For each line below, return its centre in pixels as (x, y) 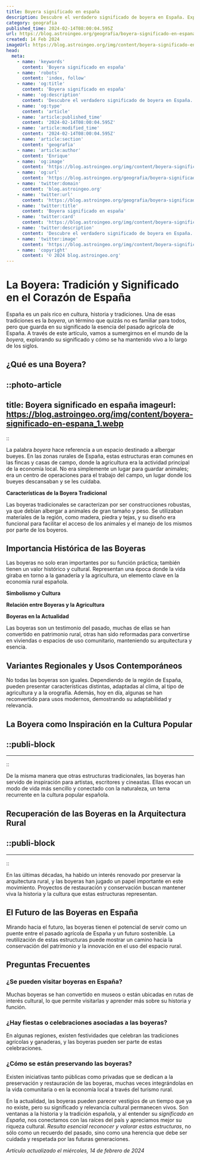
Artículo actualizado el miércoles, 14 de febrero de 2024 (75, 1150)
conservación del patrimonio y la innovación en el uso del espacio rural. (94, 946)
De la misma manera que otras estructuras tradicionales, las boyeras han (96, 776)
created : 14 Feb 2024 (33, 39)
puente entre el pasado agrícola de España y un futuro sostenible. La (91, 933)
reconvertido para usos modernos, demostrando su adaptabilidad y (89, 699)
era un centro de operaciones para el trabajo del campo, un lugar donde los (99, 475)
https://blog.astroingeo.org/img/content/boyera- (100, 415)
